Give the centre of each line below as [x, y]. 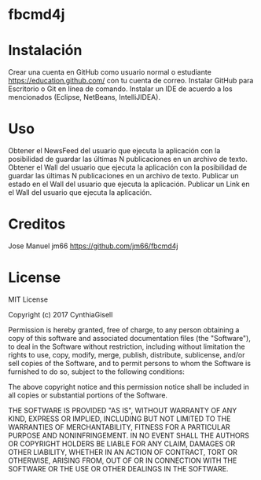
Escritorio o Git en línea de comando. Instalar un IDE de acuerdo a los [121, 89]
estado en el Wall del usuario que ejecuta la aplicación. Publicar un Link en [129, 184]
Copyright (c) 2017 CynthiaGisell [61, 314]
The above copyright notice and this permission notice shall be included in [129, 387]
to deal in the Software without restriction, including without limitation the [127, 346]
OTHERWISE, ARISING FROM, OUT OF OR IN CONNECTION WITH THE [123, 460]
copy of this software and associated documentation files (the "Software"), [130, 338]
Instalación [45, 51]
